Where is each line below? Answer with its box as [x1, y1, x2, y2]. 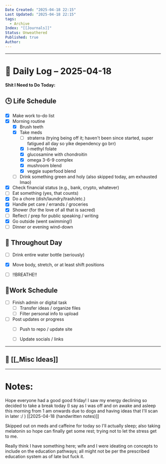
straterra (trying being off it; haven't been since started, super [27, 135, 154, 141]
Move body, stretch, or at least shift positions [12, 261, 105, 268]
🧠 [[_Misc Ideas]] [5, 355, 58, 364]
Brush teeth [19, 123, 43, 129]
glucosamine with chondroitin [27, 151, 87, 157]
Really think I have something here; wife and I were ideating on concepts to [5, 443, 158, 449]
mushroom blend [27, 163, 62, 169]
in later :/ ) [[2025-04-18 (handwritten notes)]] [5, 413, 99, 419]
